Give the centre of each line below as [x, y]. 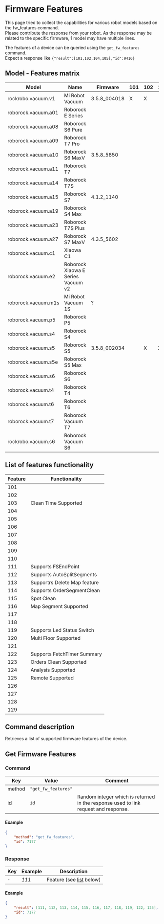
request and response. [103, 809]
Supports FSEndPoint [55, 566]
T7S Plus [74, 228]
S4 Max [73, 214]
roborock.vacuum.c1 [31, 253]
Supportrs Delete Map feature [65, 582]
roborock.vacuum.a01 [33, 113]
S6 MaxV [75, 158]
